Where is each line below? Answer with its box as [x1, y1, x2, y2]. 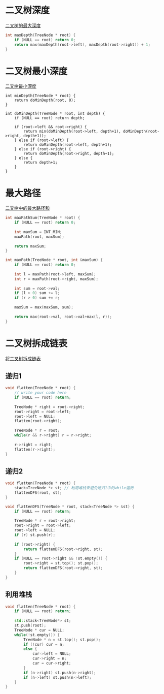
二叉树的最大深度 [5, 22, 41, 28]
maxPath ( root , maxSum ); [14, 234, 65, 239]
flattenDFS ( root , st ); [14, 490, 62, 495]
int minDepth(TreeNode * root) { [5, 93, 76, 99]
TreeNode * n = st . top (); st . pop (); [23, 637, 101, 642]
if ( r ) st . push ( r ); [14, 532, 56, 538]
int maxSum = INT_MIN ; [14, 229, 62, 234]
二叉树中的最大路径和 [5, 205, 50, 211]
